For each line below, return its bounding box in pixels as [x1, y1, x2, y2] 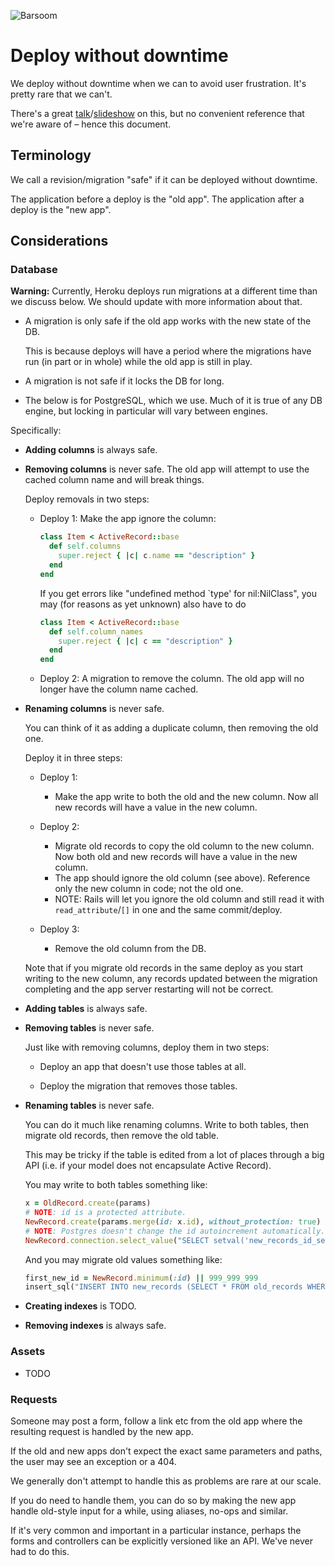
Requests [10, 1392, 58, 1406]
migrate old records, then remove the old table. [24, 1130, 219, 1142]
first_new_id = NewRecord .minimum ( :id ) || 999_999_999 [24, 1273, 259, 1283]
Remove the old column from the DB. [54, 943, 207, 955]
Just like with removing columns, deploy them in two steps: [24, 1041, 270, 1054]
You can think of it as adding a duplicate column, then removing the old [24, 722, 319, 734]
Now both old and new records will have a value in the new [54, 851, 298, 863]
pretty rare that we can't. [10, 88, 113, 100]
